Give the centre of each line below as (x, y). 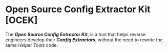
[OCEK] (22, 20)
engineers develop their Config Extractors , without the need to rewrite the (84, 40)
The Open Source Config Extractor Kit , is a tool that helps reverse (76, 34)
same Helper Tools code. (31, 45)
